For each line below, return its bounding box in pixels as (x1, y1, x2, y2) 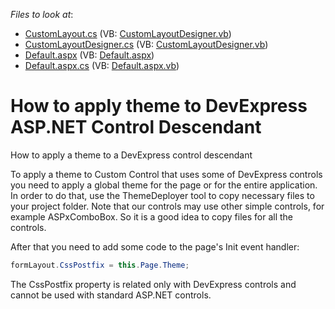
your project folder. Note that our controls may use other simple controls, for (10, 200, 325, 212)
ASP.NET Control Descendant (10, 116, 262, 139)
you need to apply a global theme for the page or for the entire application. (10, 179, 318, 191)
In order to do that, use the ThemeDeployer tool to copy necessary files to (10, 189, 315, 201)
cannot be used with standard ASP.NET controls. (10, 289, 212, 301)
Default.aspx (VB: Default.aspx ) (24, 49, 155, 61)
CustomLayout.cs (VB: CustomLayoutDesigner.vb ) (24, 28, 232, 39)
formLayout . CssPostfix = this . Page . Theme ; (10, 260, 190, 270)
